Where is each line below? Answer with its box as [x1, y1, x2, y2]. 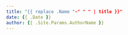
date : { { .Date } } [6, 14, 51, 20]
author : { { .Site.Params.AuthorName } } [6, 20, 104, 26]
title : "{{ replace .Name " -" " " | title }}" [6, 8, 123, 15]
